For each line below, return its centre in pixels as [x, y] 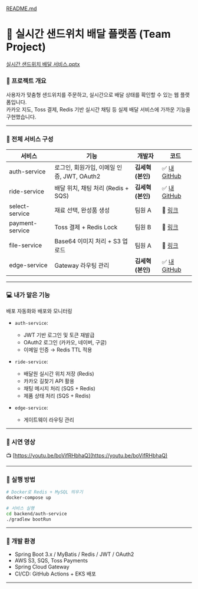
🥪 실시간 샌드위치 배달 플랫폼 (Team [88, 34]
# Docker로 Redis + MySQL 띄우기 [45, 492]
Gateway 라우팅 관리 [82, 265]
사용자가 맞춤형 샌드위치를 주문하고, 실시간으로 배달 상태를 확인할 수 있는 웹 [93, 95]
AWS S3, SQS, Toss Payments [51, 561]
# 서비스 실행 [20, 509]
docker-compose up [29, 498]
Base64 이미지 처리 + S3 [88, 241]
